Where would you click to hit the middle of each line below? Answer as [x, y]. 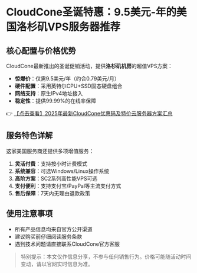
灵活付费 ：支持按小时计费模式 [51, 163]
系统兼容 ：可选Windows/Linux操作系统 [62, 171]
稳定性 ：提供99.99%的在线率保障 [55, 101]
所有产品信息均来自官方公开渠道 [53, 229]
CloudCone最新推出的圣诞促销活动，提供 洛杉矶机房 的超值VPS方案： [89, 66]
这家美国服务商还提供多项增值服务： [50, 151]
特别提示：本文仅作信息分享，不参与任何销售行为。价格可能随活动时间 [106, 256]
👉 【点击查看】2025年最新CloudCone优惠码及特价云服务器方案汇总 [89, 113]
